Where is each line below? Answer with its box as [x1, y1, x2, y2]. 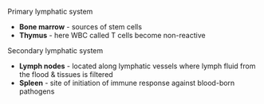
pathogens [18, 87, 55, 96]
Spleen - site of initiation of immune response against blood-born [18, 79, 235, 87]
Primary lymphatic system [7, 7, 93, 16]
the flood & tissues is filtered [18, 70, 113, 79]
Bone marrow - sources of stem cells [18, 22, 143, 31]
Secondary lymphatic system [7, 46, 104, 55]
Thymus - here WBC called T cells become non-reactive [18, 31, 206, 40]
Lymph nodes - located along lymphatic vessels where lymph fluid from [18, 61, 256, 71]
